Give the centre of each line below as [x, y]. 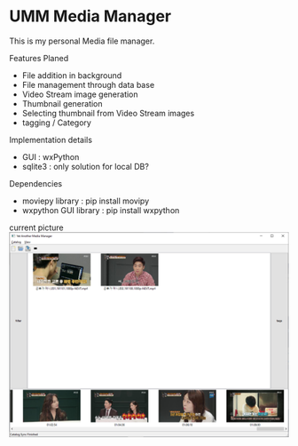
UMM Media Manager [90, 16]
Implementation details [51, 139]
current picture [36, 227]
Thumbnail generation [63, 103]
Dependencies [36, 183]
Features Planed [39, 58]
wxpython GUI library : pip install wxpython [101, 210]
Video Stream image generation [80, 94]
